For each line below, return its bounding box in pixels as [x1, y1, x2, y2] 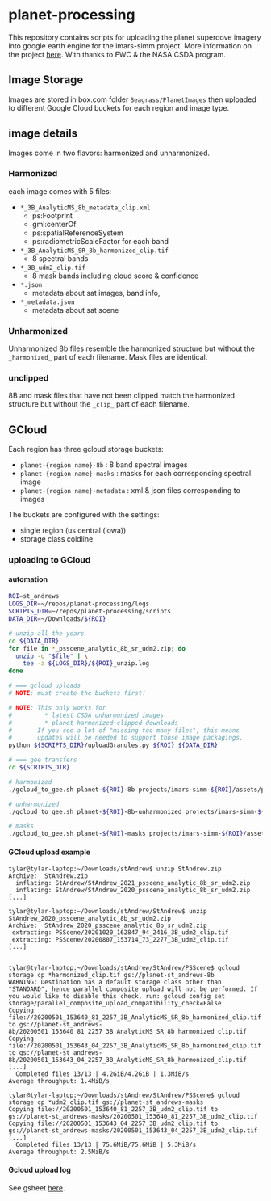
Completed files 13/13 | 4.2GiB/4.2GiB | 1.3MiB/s [15, 1070, 190, 1078]
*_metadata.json [19, 297, 75, 306]
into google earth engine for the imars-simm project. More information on [8, 40, 252, 50]
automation [8, 574, 48, 584]
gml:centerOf [31, 219, 77, 229]
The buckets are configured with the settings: [8, 510, 160, 520]
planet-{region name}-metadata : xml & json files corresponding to [19, 486, 240, 495]
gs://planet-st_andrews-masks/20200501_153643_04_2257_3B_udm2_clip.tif [8, 1127, 258, 1135]
